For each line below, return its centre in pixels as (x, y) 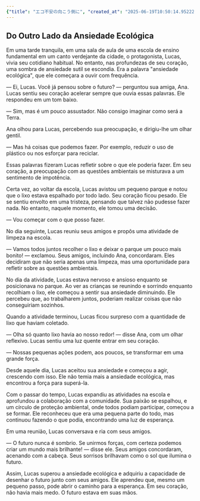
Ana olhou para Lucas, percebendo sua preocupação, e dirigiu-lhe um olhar (99, 129)
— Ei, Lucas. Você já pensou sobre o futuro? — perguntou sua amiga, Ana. (98, 87)
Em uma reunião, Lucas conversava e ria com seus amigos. (79, 432)
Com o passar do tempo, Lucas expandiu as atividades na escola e (88, 395)
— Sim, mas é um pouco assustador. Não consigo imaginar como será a (94, 112)
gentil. (14, 135)
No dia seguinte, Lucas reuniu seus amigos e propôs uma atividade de (92, 231)
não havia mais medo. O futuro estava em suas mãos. (72, 493)
